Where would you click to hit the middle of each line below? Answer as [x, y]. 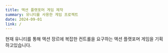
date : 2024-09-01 [24, 19]
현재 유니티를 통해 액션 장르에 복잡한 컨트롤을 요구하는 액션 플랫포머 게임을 [80, 39]
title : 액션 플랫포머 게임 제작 [34, 10]
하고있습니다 [18, 45]
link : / [14, 24]
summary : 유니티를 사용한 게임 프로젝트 [42, 15]
